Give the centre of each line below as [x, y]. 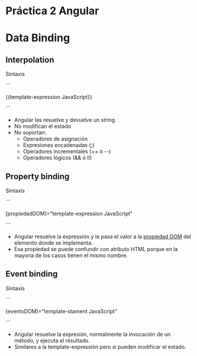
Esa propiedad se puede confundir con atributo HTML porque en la [96, 249]
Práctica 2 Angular [52, 11]
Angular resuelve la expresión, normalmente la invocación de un [92, 334]
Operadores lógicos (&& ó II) [57, 158]
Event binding [32, 274]
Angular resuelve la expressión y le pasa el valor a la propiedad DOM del [103, 236]
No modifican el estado [43, 126]
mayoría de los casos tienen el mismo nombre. [71, 255]
